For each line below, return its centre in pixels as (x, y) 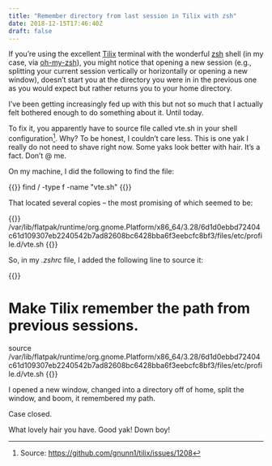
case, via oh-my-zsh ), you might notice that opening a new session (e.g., (130, 62)
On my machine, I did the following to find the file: (91, 172)
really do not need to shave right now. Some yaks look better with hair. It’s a (134, 147)
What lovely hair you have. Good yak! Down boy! (89, 430)
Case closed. (30, 413)
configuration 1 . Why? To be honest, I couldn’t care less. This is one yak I (129, 138)
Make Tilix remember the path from (130, 308)
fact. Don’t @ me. (38, 156)
